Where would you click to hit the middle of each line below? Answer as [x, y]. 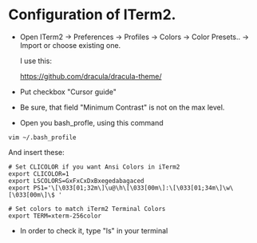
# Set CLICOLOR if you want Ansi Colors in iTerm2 [94, 167]
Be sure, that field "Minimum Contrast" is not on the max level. [122, 107]
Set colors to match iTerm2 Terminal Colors [91, 209]
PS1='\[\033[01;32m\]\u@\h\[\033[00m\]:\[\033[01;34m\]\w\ [133, 188]
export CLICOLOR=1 [39, 173]
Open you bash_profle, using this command [91, 122]
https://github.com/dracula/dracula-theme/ [91, 76]
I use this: [36, 61]
